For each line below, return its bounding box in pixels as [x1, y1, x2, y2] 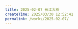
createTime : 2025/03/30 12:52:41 [5, 12, 74, 17]
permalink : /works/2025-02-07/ [5, 16, 69, 21]
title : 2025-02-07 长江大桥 [5, 7, 60, 12]
